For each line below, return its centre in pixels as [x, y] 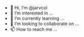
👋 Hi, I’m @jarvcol [29, 8]
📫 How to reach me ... [34, 29]
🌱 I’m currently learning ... [37, 18]
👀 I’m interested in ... [32, 13]
